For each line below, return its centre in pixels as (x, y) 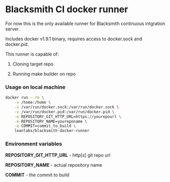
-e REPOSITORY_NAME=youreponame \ (51, 121)
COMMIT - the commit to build (37, 175)
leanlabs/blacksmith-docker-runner (52, 131)
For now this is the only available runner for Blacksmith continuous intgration (85, 23)
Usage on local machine (36, 87)
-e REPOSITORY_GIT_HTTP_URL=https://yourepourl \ (68, 116)
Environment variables (34, 144)
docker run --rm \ (25, 98)
